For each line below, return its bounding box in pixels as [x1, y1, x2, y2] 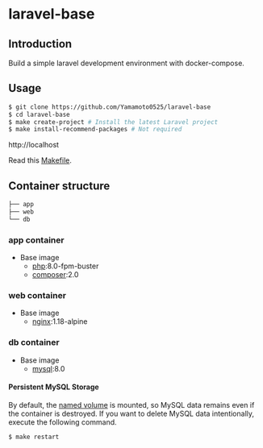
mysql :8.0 [31, 363, 65, 373]
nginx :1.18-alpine [31, 317, 88, 326]
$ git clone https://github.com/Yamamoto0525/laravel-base [8, 102, 211, 111]
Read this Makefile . [8, 156, 73, 165]
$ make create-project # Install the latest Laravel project [8, 118, 219, 126]
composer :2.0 [31, 270, 79, 280]
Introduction [8, 37, 73, 51]
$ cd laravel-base [8, 110, 70, 118]
